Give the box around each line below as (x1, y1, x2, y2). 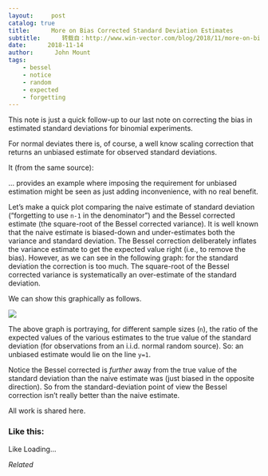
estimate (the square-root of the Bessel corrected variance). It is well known (8, 219, 259, 229)
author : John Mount (8, 49, 91, 57)
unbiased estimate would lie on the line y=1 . (8, 350, 152, 360)
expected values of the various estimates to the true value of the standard (8, 332, 251, 343)
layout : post (8, 11, 66, 20)
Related (8, 459, 33, 469)
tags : (8, 57, 26, 65)
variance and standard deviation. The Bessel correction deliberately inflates (8, 236, 257, 246)
